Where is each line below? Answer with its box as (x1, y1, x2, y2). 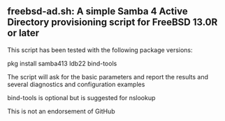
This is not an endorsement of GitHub (7, 107, 115, 115)
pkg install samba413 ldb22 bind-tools (7, 59, 117, 67)
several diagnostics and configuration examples (7, 80, 145, 88)
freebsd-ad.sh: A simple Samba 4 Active (7, 6, 188, 17)
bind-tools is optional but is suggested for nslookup (7, 93, 156, 102)
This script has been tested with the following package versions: (7, 45, 194, 54)
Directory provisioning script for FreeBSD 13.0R (7, 17, 218, 29)
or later (7, 27, 40, 39)
